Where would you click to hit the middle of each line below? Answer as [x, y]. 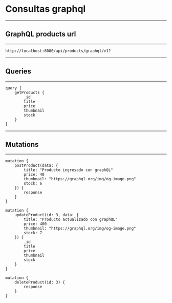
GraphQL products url [41, 34]
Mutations [22, 144]
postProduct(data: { [36, 166]
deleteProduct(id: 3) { [40, 282]
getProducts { [29, 92]
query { [14, 88]
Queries [18, 72]
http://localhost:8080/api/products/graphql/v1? [58, 51]
